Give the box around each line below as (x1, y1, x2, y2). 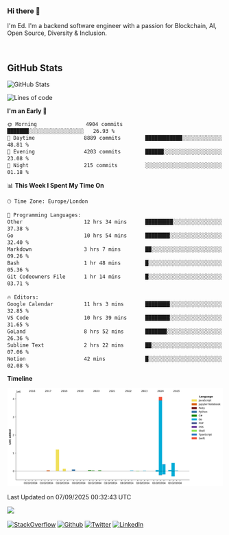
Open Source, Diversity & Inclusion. (7, 29, 108, 37)
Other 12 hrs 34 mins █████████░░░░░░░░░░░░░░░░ (7, 219, 223, 225)
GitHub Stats (7, 62, 63, 74)
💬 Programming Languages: (7, 212, 81, 219)
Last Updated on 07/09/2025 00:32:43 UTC (7, 493, 132, 501)
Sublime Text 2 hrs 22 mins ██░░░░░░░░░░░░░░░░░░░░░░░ (7, 342, 223, 349)
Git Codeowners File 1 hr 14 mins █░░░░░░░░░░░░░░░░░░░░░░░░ (7, 273, 223, 280)
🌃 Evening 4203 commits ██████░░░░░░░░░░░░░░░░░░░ (7, 149, 223, 155)
